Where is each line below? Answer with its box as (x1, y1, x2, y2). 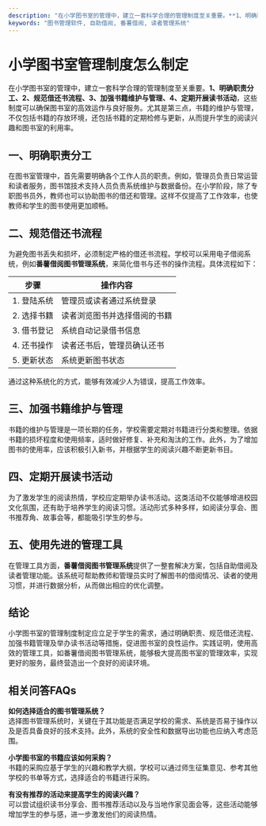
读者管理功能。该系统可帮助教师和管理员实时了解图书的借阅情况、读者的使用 (8, 570, 258, 580)
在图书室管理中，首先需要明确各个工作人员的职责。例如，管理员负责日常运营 (8, 172, 258, 181)
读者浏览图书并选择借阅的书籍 (60, 311, 173, 322)
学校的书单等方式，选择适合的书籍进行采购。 (8, 773, 154, 782)
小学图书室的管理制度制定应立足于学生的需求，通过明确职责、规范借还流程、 (8, 628, 258, 638)
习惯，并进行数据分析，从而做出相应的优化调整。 (8, 581, 168, 590)
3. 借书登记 (12, 325, 54, 336)
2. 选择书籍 (12, 311, 54, 322)
